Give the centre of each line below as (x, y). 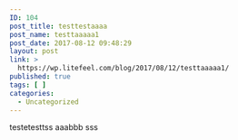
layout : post (34, 51)
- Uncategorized (48, 102)
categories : (32, 93)
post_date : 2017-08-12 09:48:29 (70, 43)
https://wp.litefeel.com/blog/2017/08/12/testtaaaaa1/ (124, 69)
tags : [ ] (28, 85)
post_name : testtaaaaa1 (55, 34)
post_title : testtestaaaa (58, 26)
